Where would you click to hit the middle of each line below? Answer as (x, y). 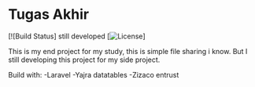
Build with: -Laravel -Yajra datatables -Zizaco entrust (94, 74)
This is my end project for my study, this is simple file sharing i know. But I (128, 51)
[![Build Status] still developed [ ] (77, 36)
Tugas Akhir (48, 14)
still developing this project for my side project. (84, 60)
